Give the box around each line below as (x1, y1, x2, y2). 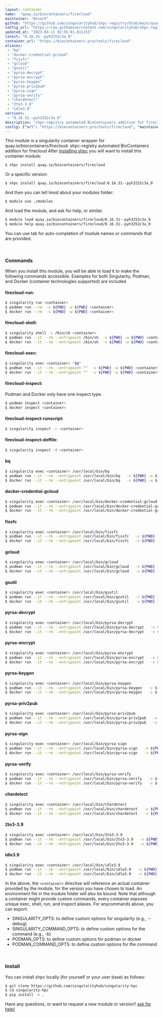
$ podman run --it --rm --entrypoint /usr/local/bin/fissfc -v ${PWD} (5, 534, 155, 539)
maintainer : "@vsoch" (5, 16, 49, 21)
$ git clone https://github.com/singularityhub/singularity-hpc (5, 984, 138, 988)
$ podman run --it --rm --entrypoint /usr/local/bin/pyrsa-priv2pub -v (5, 716, 158, 721)
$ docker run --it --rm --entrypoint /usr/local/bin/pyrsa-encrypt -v (5, 660, 155, 665)
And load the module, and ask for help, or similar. (5, 208, 103, 214)
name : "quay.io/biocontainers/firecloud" (5, 12, 92, 17)
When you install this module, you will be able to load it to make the (5, 268, 140, 274)
